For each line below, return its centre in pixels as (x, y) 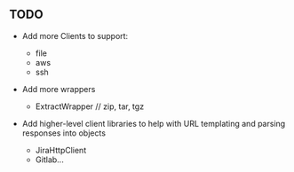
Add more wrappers (59, 89)
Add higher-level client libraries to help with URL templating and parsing (154, 123)
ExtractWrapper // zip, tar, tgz (90, 106)
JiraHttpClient (61, 150)
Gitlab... (49, 160)
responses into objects (64, 133)
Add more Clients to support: (75, 35)
